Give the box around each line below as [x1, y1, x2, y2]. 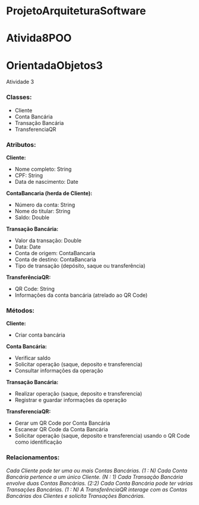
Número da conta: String [14, 201, 75, 208]
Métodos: [6, 306, 34, 315]
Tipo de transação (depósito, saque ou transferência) [14, 262, 146, 269]
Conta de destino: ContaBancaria [14, 256, 96, 263]
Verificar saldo [14, 355, 51, 362]
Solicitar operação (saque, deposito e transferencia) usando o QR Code [14, 432, 190, 440]
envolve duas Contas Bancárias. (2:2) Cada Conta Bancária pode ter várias [6, 479, 193, 487]
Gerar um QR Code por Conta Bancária [14, 419, 110, 426]
